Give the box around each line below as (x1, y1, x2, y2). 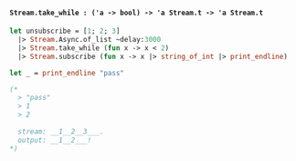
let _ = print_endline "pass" (9, 68, 125, 77)
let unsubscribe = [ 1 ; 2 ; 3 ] (9, 26, 121, 36)
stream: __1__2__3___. (17, 126, 104, 136)
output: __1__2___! (17, 136, 92, 145)
